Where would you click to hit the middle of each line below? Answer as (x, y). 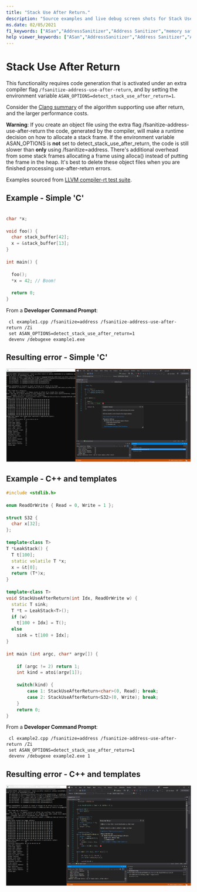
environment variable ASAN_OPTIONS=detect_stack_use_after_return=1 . (91, 96)
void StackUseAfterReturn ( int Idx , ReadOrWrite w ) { (72, 598)
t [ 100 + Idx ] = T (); (42, 623)
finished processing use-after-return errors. (59, 169)
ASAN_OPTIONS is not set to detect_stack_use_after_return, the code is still (97, 143)
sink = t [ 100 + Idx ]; (43, 635)
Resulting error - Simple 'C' (57, 357)
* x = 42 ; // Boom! (34, 281)
